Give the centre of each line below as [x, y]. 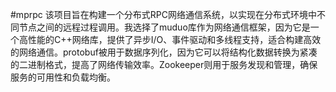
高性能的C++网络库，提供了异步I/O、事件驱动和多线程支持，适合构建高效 [170, 39]
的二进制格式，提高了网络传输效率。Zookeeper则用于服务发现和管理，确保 [164, 64]
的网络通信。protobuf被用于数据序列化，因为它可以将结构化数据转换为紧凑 [164, 52]
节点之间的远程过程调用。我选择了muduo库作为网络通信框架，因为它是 [164, 27]
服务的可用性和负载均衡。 [63, 77]
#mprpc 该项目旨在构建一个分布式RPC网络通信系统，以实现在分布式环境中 [163, 14]
